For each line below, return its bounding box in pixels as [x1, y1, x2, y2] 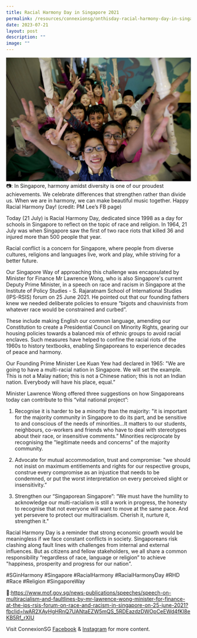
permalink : [6, 15, 33, 22]
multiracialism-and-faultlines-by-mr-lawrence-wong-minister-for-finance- [6, 595, 186, 602]
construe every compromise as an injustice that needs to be [14, 468, 160, 475]
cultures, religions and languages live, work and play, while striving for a [6, 251, 181, 258]
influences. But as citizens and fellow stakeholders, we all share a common [6, 548, 187, 555]
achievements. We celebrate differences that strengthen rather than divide [6, 191, 186, 198]
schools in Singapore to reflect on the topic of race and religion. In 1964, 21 [6, 221, 188, 228]
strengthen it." [14, 517, 49, 525]
